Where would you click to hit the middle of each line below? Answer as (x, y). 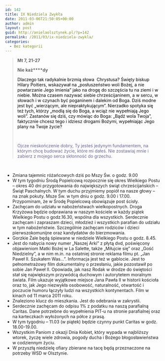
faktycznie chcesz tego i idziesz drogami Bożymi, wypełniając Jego (86, 121)
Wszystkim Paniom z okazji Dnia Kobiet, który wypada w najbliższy (80, 332)
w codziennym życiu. (34, 342)
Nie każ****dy (33, 70)
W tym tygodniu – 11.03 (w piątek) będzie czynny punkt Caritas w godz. (85, 322)
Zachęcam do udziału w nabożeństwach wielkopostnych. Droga (77, 206)
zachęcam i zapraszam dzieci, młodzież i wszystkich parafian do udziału (86, 222)
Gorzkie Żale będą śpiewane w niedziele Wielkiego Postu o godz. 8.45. (84, 238)
